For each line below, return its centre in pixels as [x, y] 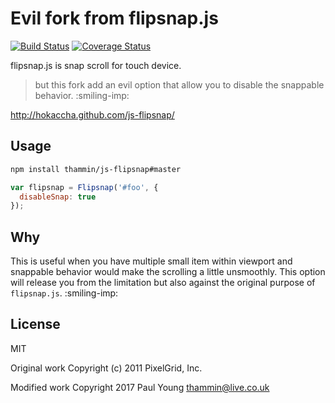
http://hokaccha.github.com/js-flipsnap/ [92, 114]
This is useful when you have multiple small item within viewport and [151, 261]
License [35, 324]
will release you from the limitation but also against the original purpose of [163, 283]
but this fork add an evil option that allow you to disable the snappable [179, 84]
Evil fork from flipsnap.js [114, 18]
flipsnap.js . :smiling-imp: [64, 293]
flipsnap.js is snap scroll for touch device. [96, 65]
